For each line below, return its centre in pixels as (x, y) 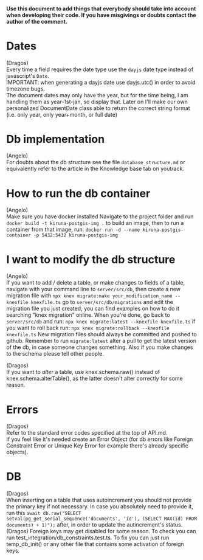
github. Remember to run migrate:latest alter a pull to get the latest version (101, 341)
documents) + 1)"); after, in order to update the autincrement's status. (95, 525)
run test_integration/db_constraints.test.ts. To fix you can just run (88, 538)
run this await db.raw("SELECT (44, 513)
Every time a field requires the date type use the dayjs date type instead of (100, 69)
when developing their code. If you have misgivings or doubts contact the (101, 15)
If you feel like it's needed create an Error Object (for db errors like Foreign (100, 439)
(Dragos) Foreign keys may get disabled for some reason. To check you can (101, 531)
